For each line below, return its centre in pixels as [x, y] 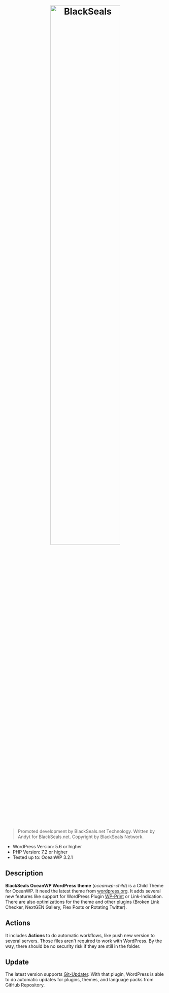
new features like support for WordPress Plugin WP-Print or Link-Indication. [84, 896]
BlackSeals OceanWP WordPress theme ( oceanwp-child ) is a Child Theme [84, 885]
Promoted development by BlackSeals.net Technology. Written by [86, 831]
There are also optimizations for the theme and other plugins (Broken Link [82, 902]
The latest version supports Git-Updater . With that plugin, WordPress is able [84, 974]
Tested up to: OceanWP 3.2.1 [43, 857]
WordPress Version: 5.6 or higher [47, 846]
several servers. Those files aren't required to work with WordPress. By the [84, 941]
